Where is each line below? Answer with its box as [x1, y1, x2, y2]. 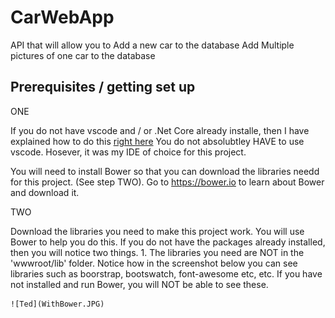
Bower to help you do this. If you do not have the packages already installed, [10, 236, 326, 248]
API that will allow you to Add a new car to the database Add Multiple [10, 39, 295, 51]
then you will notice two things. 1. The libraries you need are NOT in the [10, 246, 305, 258]
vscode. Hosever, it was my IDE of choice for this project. [10, 146, 247, 158]
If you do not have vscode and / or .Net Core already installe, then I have [10, 124, 310, 136]
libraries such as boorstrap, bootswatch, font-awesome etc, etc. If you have [10, 267, 323, 280]
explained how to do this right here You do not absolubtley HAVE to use [10, 135, 305, 147]
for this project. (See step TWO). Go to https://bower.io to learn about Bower [10, 176, 325, 188]
